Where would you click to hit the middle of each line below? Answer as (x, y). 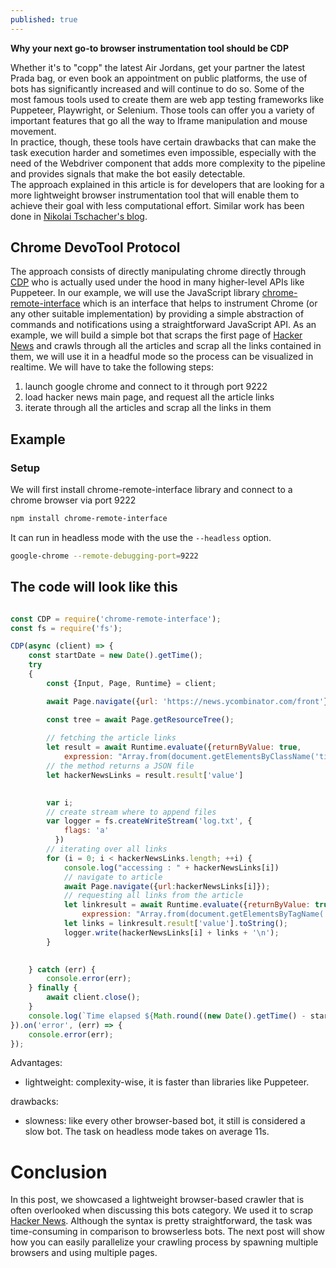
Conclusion (59, 1172)
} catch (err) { (62, 969)
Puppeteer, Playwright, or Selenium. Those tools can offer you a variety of (163, 110)
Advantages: (36, 1063)
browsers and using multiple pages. (84, 1253)
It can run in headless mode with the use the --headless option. (141, 537)
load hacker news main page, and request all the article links (149, 397)
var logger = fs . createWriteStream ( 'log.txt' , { (149, 821)
